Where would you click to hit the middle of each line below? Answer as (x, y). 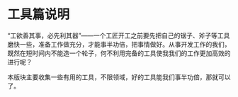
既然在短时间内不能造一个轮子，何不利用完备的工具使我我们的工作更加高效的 (119, 53)
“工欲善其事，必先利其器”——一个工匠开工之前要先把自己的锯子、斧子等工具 (119, 35)
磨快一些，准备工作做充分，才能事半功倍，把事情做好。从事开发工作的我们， (119, 44)
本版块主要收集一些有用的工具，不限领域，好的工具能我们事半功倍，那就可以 (119, 77)
